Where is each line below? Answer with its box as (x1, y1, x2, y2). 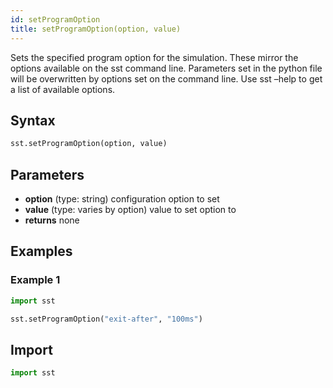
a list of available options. (10, 83, 116, 95)
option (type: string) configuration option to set (24, 193, 220, 205)
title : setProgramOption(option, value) (10, 24, 182, 34)
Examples (10, 243, 73, 260)
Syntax (10, 112, 56, 129)
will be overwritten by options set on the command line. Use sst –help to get (10, 72, 323, 85)
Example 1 (10, 273, 61, 287)
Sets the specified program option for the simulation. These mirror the (10, 51, 299, 63)
